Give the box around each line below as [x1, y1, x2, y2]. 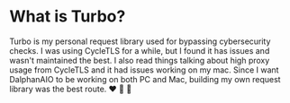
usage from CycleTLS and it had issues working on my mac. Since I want [9, 64, 279, 75]
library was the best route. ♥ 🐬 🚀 [9, 83, 132, 94]
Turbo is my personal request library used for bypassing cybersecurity [9, 36, 271, 47]
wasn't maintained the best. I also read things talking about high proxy [9, 55, 270, 65]
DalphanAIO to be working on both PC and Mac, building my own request [9, 73, 281, 84]
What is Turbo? [9, 6, 126, 27]
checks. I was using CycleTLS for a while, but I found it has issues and [9, 45, 270, 56]
